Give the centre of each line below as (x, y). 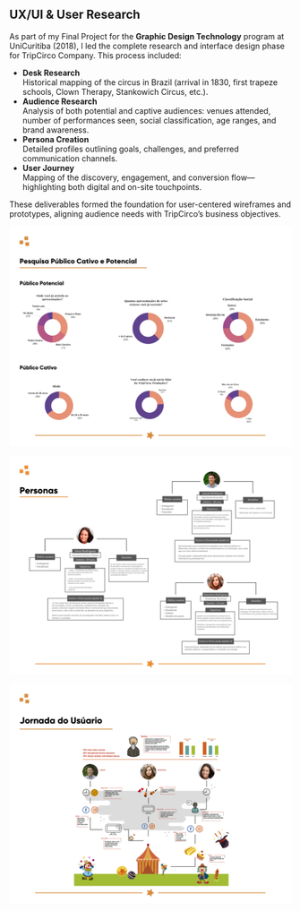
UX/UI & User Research (75, 15)
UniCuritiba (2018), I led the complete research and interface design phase (147, 46)
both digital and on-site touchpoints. (135, 186)
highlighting (44, 186)
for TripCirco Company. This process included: (95, 55)
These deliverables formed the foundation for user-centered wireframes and (150, 204)
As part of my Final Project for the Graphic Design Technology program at (147, 36)
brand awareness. (56, 130)
